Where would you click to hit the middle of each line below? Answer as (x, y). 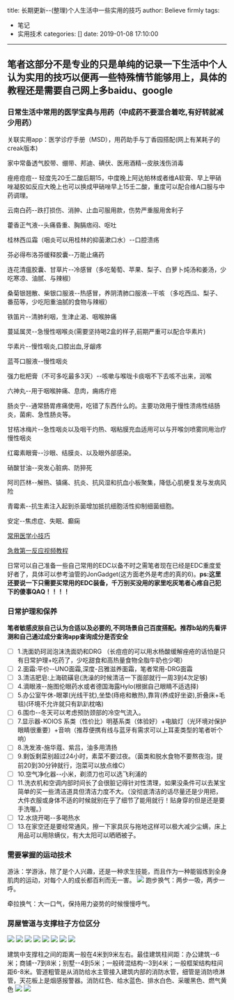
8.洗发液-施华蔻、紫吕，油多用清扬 (67, 748)
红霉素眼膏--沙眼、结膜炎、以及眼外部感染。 (71, 453)
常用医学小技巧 (29, 536)
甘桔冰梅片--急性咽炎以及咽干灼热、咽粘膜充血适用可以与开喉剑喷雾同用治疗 (117, 429)
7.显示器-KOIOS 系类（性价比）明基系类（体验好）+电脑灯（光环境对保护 (122, 721)
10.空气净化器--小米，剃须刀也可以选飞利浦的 (82, 774)
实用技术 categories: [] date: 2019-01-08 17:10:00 (88, 34)
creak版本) (23, 148)
